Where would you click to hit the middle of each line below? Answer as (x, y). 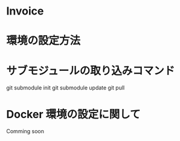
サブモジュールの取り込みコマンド (91, 70)
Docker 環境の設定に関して (73, 114)
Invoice (25, 11)
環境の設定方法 (43, 41)
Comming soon (25, 131)
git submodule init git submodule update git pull (66, 88)
